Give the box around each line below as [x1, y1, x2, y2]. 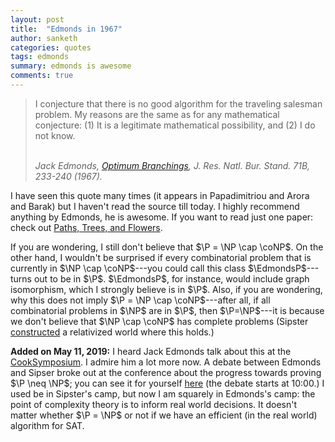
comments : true [10, 71, 74, 81]
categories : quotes [10, 42, 92, 53]
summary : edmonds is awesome [10, 61, 132, 71]
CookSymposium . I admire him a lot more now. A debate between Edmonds [10, 356, 322, 368]
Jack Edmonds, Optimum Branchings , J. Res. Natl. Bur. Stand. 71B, [34, 159, 311, 171]
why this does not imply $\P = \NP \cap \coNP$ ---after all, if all [10, 294, 271, 306]
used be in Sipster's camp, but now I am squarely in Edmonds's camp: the [10, 387, 316, 400]
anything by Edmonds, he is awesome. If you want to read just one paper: [10, 211, 314, 223]
